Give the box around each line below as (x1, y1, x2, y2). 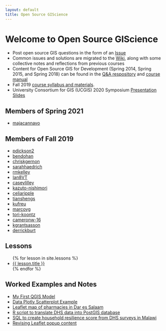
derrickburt (12, 228, 36, 234)
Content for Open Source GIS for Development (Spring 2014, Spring (12, 66, 152, 72)
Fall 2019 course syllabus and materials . (12, 82, 95, 88)
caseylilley (12, 180, 34, 186)
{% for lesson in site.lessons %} (12, 255, 78, 261)
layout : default (5, 7, 39, 12)
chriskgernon (12, 158, 40, 165)
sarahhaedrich (12, 164, 42, 170)
